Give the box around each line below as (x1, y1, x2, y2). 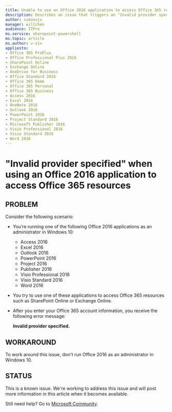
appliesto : (5, 46, 29, 51)
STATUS (5, 372, 32, 380)
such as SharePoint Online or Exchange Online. (12, 298, 113, 304)
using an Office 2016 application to (5, 169, 157, 181)
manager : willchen (5, 21, 45, 27)
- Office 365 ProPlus (5, 50, 52, 55)
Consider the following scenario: (5, 213, 74, 220)
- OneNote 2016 (5, 103, 38, 108)
